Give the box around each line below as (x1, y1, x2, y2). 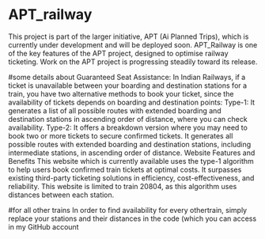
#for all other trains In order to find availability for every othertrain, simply (8, 205, 248, 214)
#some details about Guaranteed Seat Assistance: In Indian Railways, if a (8, 72, 246, 82)
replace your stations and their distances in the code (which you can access (8, 214, 257, 223)
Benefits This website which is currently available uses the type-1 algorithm (8, 156, 255, 165)
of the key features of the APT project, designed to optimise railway (8, 48, 229, 58)
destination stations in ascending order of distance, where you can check (8, 114, 248, 123)
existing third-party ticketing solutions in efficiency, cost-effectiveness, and (8, 173, 255, 183)
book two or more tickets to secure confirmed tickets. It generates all (8, 131, 233, 140)
